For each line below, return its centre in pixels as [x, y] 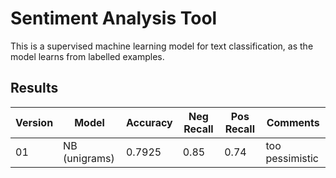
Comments [293, 122]
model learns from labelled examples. [87, 56]
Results [34, 88]
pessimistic [292, 158]
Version [34, 122]
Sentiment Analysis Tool [114, 18]
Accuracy [149, 122]
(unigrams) [89, 158]
